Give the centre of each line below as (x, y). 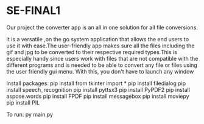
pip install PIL (23, 102)
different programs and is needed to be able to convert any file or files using (102, 65)
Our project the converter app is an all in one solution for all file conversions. (102, 27)
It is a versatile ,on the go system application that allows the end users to (98, 39)
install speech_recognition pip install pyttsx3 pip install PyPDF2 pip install (98, 89)
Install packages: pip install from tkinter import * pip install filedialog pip (96, 83)
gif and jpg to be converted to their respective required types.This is (92, 52)
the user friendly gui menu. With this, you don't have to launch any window (100, 71)
